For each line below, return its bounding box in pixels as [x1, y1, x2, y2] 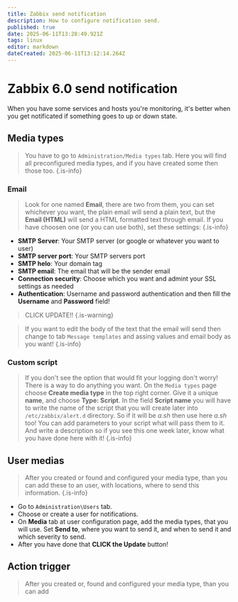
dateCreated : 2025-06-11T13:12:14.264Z [7, 50, 126, 58]
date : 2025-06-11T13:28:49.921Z [7, 30, 103, 38]
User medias [7, 454, 65, 466]
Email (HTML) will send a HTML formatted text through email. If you [24, 215, 224, 224]
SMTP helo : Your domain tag [17, 259, 103, 267]
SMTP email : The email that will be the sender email [17, 267, 171, 275]
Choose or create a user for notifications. [17, 510, 139, 519]
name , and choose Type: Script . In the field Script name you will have [24, 396, 232, 405]
